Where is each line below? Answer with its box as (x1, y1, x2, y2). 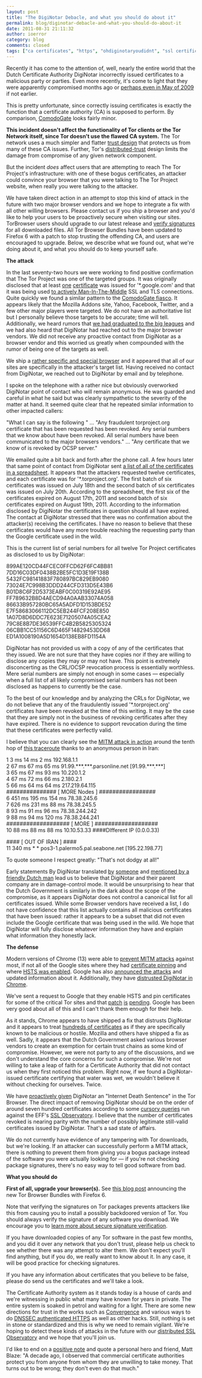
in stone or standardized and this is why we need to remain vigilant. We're (6, 1321, 189, 1328)
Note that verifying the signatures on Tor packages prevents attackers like (6, 1203, 190, 1210)
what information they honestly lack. (6, 932, 96, 939)
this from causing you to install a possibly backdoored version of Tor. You (6, 1209, 188, 1216)
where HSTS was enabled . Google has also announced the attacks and (6, 968, 182, 975)
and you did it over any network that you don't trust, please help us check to (6, 1240, 195, 1247)
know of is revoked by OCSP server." (6, 444, 98, 451)
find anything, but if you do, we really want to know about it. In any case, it (6, 1253, 191, 1260)
